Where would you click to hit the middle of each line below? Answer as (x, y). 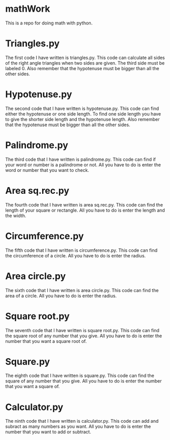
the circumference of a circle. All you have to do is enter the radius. (76, 255)
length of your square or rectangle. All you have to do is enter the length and (85, 210)
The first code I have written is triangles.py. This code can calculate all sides (85, 57)
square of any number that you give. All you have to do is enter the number (84, 381)
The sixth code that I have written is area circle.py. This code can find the (82, 290)
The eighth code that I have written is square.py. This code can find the (80, 376)
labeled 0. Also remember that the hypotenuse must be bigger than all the (82, 68)
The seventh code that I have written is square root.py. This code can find (82, 330)
